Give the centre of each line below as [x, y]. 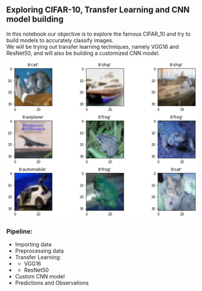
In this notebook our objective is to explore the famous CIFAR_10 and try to [99, 34]
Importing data [33, 245]
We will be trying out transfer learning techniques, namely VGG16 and [93, 46]
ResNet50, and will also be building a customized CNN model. [83, 53]
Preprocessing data [39, 251]
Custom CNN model [40, 277]
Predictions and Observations [52, 283]
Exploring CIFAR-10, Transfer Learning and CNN [98, 10]
